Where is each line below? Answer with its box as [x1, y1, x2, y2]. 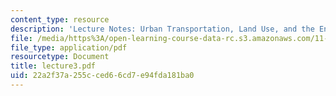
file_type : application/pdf [10, 42, 128, 53]
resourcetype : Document [10, 52, 110, 62]
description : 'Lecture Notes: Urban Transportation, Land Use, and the [10, 24, 315, 34]
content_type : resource [10, 14, 110, 25]
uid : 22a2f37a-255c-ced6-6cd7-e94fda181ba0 [10, 71, 195, 81]
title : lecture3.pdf [10, 61, 97, 71]
